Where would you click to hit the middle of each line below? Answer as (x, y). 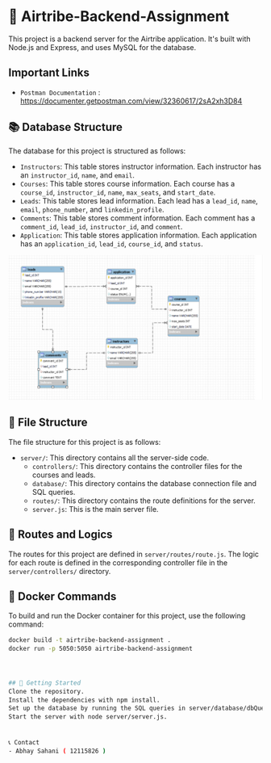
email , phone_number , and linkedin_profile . (92, 209)
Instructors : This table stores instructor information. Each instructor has (141, 166)
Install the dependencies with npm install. (84, 700)
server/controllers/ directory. (60, 571)
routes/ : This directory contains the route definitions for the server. (144, 501)
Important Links (49, 73)
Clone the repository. (46, 691)
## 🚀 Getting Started (45, 683)
